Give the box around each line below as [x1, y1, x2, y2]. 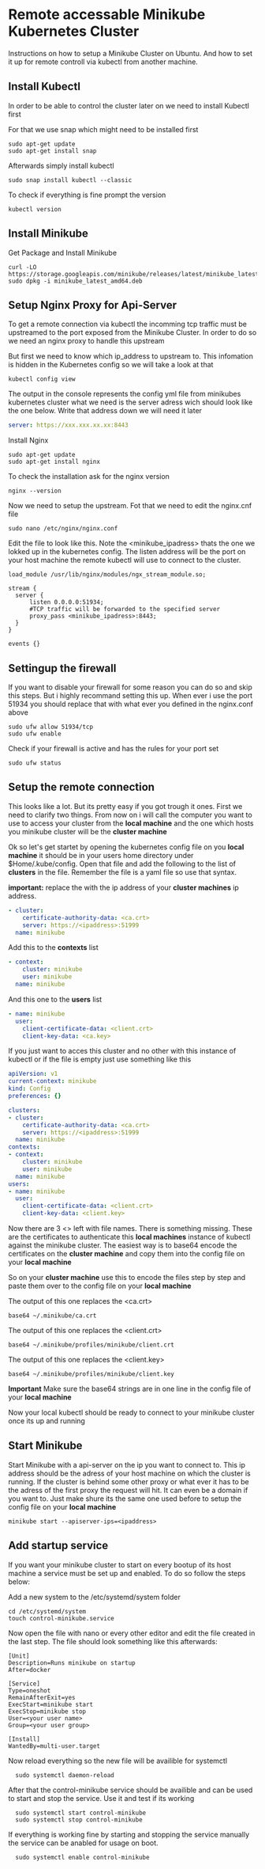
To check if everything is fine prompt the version [8, 190, 166, 199]
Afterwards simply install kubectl [8, 161, 114, 170]
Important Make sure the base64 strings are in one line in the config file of [8, 1384, 252, 1393]
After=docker [8, 1666, 51, 1673]
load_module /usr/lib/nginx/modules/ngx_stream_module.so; [8, 571, 207, 579]
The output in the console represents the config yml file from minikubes [8, 389, 241, 399]
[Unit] [8, 1652, 30, 1660]
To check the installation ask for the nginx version [8, 472, 170, 481]
